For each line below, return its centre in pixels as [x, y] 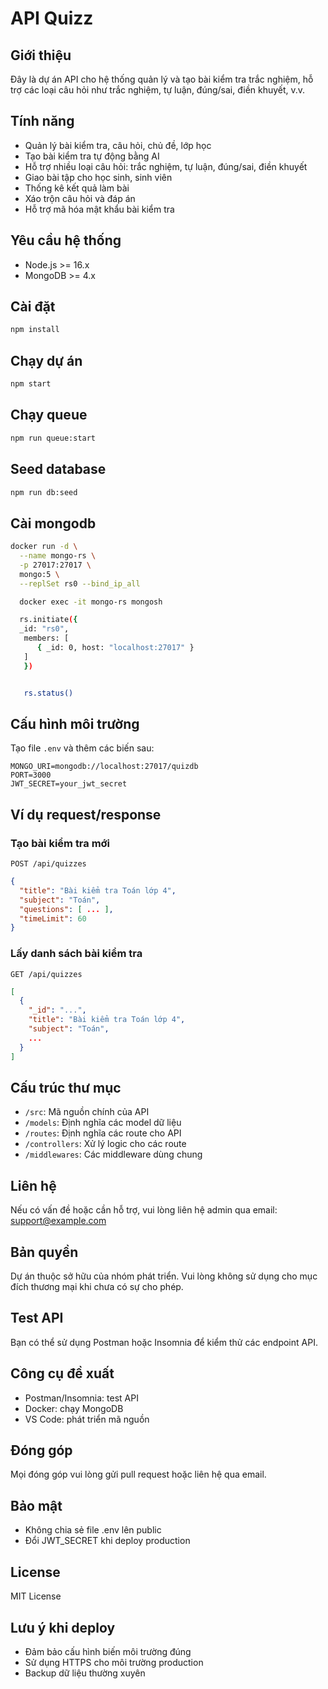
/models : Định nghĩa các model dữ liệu [103, 1123]
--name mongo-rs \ [58, 556]
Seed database [58, 469]
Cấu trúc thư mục [66, 1088]
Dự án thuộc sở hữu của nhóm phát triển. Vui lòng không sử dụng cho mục [164, 1276]
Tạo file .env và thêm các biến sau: [82, 748]
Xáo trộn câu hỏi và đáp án [80, 198]
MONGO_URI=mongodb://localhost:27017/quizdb [104, 767]
